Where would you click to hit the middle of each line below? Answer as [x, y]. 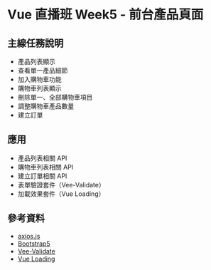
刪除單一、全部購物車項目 [55, 97]
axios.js [29, 236]
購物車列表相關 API [45, 167]
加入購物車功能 [39, 79]
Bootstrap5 [34, 244]
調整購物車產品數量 [46, 106]
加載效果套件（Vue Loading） [61, 194]
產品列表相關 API [42, 158]
